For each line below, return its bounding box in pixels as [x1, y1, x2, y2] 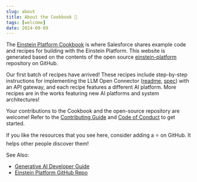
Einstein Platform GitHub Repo [14, 169, 88, 176]
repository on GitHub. [6, 60, 59, 67]
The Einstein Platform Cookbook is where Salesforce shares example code [6, 41, 186, 48]
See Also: [6, 151, 29, 159]
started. [6, 120, 25, 127]
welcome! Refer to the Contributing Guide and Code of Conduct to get [6, 114, 175, 121]
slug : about [6, 8, 35, 15]
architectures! [6, 96, 40, 103]
